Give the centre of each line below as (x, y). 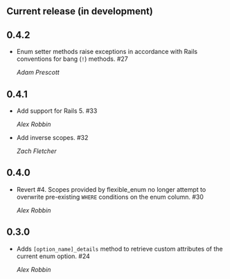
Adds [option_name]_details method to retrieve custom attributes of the (120, 249)
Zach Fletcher (36, 151)
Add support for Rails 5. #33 (57, 111)
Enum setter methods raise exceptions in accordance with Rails (107, 52)
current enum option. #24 (53, 256)
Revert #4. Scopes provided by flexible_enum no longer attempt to (111, 189)
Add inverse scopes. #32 (52, 138)
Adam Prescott (38, 73)
